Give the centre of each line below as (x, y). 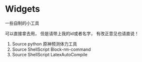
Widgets (23, 9)
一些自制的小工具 (22, 23)
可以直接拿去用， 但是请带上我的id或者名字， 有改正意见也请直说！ (72, 33)
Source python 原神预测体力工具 (44, 44)
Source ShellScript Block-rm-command (51, 49)
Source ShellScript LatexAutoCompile (50, 54)
